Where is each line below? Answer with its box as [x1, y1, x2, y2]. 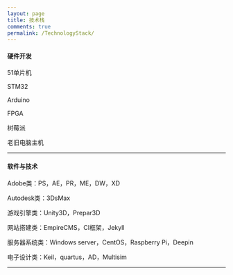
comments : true [7, 23, 51, 30]
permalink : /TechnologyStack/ [7, 29, 95, 37]
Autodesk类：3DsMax [7, 194, 71, 202]
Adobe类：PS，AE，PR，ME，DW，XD [7, 178, 120, 187]
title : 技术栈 [7, 17, 45, 24]
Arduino [7, 96, 30, 104]
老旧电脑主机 [7, 138, 44, 147]
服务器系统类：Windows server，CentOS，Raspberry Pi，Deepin [7, 237, 194, 247]
